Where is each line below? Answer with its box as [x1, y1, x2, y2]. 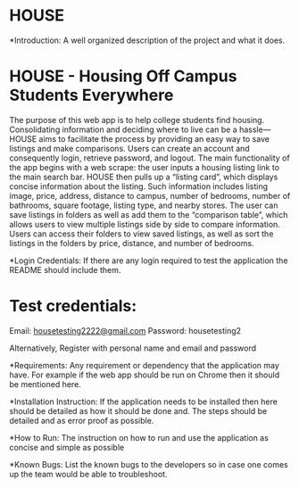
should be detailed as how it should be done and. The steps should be [9, 405, 268, 416]
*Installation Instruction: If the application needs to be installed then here [9, 396, 278, 407]
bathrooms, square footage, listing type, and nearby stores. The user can [9, 200, 278, 211]
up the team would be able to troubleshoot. [9, 468, 168, 479]
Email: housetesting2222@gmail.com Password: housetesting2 [9, 325, 242, 335]
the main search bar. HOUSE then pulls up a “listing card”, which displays [9, 171, 278, 182]
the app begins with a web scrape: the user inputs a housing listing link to [9, 161, 279, 172]
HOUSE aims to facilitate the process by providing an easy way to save [9, 133, 270, 144]
